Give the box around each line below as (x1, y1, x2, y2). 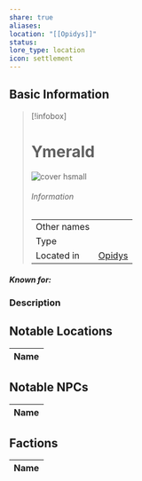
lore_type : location (9, 46, 86, 55)
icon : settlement (9, 54, 74, 63)
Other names (35, 220, 91, 233)
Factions (9, 436, 59, 451)
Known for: (9, 274, 51, 285)
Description (9, 296, 61, 309)
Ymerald (30, 142, 95, 162)
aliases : (9, 21, 42, 30)
